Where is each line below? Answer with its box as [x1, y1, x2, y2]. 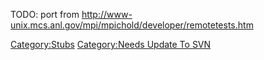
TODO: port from [10, 9, 80, 20]
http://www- [81, 9, 133, 20]
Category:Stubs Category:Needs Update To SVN [10, 39, 212, 50]
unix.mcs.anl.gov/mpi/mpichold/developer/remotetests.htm [10, 19, 254, 31]
